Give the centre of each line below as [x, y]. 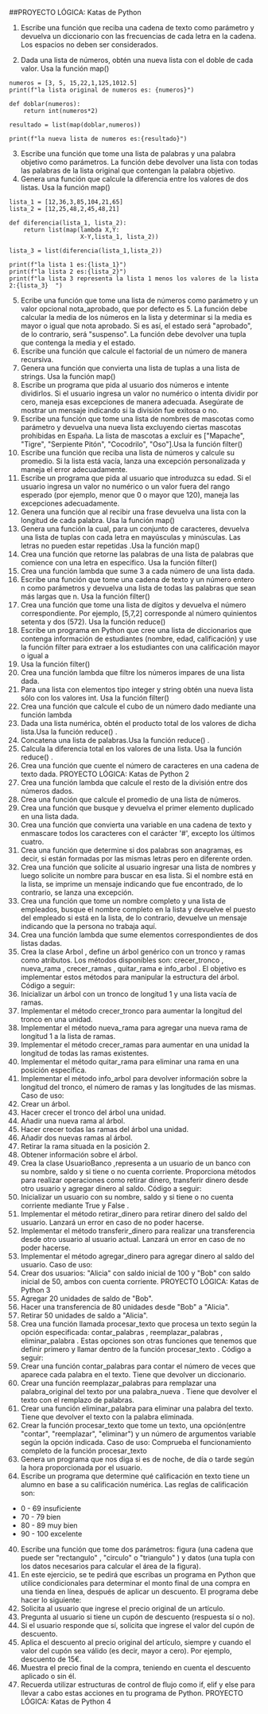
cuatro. [32, 841]
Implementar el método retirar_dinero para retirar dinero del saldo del [134, 1214]
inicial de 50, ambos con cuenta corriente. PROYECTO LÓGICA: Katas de [140, 1281]
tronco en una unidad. [57, 1019]
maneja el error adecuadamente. [74, 469]
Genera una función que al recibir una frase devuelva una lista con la [133, 512]
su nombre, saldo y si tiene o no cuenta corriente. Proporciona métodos [138, 1171]
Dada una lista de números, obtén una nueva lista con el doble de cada [137, 60]
